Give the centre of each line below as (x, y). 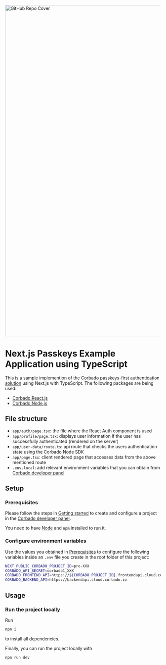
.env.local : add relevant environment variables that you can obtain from (86, 467)
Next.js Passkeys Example (60, 354)
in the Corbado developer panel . (38, 518)
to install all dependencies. (32, 639)
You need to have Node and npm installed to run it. (56, 528)
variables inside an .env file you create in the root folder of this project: (77, 557)
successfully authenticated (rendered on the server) (65, 441)
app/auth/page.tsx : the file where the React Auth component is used (82, 431)
